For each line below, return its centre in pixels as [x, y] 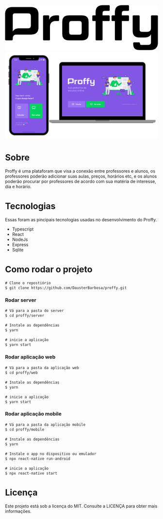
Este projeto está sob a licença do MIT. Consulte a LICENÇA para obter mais [81, 506]
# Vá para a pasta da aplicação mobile [45, 425]
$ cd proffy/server [25, 316]
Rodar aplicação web [30, 357]
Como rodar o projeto [49, 269]
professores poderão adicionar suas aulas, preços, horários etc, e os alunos [81, 176]
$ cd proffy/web [21, 373]
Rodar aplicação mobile [33, 414]
